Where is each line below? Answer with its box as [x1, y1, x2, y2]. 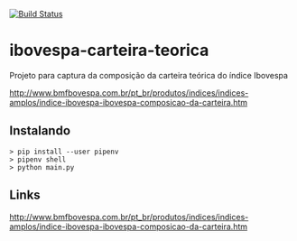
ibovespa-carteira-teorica [9, 41, 209, 60]
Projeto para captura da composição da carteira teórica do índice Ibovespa [9, 70, 289, 80]
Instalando [9, 123, 70, 139]
